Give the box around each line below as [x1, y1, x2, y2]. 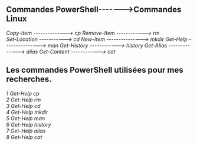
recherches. [6, 74, 52, 84]
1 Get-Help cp [6, 90, 40, 97]
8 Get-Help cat [6, 133, 42, 140]
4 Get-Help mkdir [6, 108, 48, 116]
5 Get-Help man [6, 114, 45, 122]
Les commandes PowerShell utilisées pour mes [6, 65, 184, 75]
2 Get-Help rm [6, 96, 41, 103]
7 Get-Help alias [6, 127, 46, 134]
